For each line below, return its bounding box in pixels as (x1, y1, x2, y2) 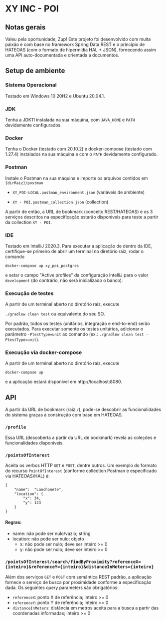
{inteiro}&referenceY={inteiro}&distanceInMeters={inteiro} (5, 564, 155, 569)
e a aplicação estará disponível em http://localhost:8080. (5, 378, 122, 385)
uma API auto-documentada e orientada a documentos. (5, 52, 120, 58)
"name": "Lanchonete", (14, 487, 64, 492)
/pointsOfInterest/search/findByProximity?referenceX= (5, 559, 141, 564)
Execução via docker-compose (5, 349, 82, 356)
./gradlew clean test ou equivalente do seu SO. (5, 311, 105, 317)
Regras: (5, 519, 22, 525)
